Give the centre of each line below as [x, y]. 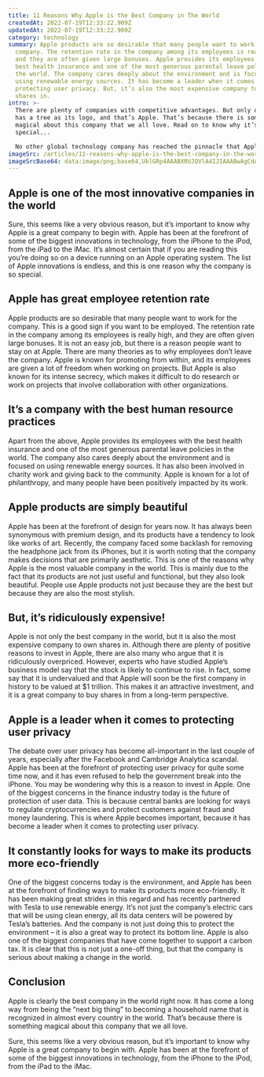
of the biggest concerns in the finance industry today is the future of [119, 793]
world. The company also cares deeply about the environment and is [119, 458]
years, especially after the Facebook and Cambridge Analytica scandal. [124, 759]
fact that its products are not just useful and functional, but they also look [126, 576]
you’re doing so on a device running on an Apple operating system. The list [130, 258]
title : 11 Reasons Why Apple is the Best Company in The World [114, 15]
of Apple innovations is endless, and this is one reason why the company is [130, 266]
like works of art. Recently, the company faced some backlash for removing [130, 542]
